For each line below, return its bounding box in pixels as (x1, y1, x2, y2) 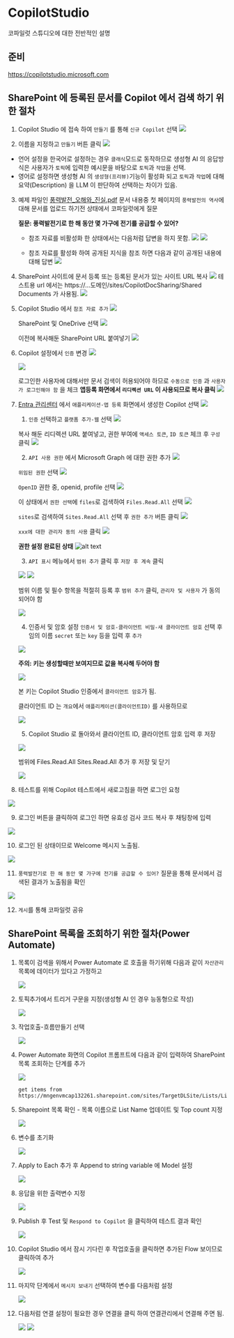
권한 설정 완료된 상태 (17, 542, 74, 550)
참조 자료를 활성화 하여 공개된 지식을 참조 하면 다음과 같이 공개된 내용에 (28, 249, 222, 257)
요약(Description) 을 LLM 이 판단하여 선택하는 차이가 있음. (17, 180, 178, 189)
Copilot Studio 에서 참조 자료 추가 (17, 304, 109, 313)
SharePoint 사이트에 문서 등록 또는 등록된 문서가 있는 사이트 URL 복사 (17, 272, 208, 280)
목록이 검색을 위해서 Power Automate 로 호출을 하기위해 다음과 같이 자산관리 (17, 958, 224, 967)
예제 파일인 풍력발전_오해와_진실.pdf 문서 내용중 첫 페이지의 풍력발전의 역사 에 (17, 195, 225, 203)
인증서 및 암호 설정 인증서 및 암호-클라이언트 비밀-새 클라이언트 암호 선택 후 (28, 622, 223, 631)
